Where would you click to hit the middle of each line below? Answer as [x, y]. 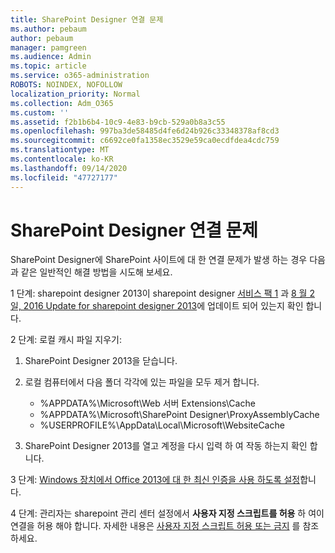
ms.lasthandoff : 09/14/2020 [69, 168]
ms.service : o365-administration [80, 76]
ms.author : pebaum [48, 29]
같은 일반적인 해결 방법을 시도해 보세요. [96, 272]
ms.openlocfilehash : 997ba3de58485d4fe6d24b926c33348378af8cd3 [145, 131]
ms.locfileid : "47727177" [64, 177]
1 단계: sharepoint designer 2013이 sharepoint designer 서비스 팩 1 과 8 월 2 [162, 293]
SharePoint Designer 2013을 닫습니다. [101, 361]
